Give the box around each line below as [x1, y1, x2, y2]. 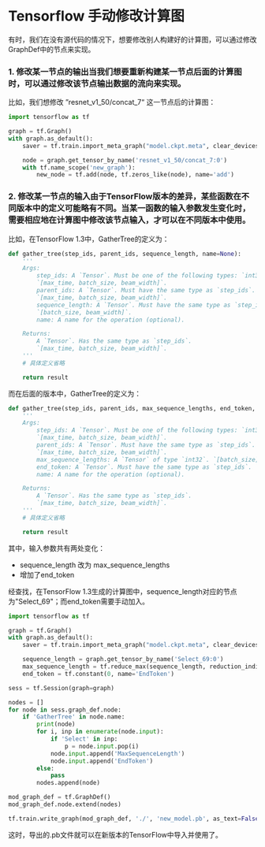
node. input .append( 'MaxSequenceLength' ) [50, 749, 185, 757]
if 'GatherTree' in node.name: [22, 713, 125, 721]
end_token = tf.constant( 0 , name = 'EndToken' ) [22, 670, 175, 678]
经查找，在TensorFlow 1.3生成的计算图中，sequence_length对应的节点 [8, 586, 237, 596]
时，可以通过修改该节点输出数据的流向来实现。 [8, 78, 186, 89]
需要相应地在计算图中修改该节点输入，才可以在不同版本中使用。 [8, 214, 251, 225]
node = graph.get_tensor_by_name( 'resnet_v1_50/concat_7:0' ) [22, 156, 227, 164]
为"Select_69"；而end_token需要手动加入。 [8, 596, 150, 606]
